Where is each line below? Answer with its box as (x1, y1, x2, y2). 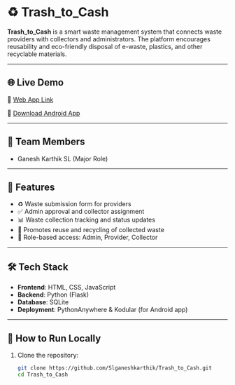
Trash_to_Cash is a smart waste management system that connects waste (7, 27, 222, 36)
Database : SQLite (17, 298, 69, 306)
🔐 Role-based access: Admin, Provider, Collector (17, 233, 158, 242)
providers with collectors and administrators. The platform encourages (7, 34, 211, 43)
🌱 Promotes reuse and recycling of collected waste (17, 226, 164, 234)
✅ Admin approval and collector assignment (17, 208, 145, 216)
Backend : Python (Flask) (17, 290, 90, 299)
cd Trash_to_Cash (17, 371, 69, 378)
